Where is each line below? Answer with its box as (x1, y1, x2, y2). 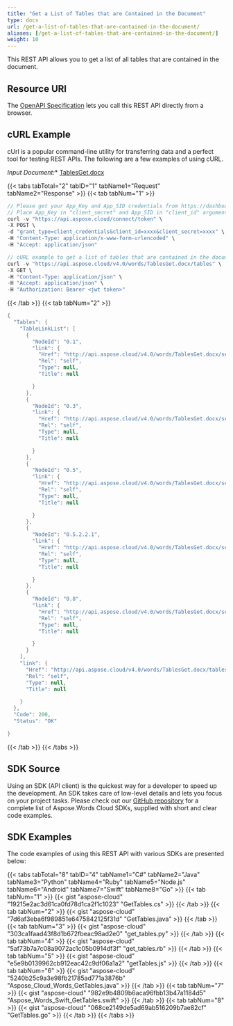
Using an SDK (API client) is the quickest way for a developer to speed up (7, 781, 217, 790)
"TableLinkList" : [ (19, 325, 76, 332)
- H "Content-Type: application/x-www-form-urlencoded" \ (7, 235, 175, 242)
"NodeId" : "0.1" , (32, 338, 82, 345)
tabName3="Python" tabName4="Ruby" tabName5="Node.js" (7, 878, 186, 886)
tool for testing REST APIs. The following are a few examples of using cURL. (7, 155, 224, 163)
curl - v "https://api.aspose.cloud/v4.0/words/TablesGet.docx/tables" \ (7, 260, 222, 267)
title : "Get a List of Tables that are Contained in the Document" (7, 10, 207, 17)
